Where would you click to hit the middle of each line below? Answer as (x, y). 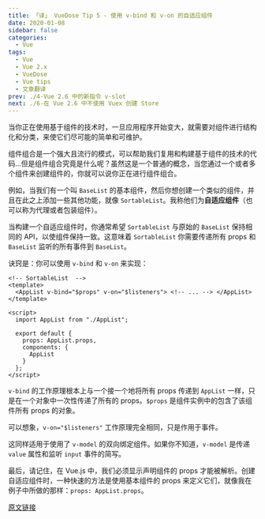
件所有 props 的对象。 (44, 411)
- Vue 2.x (31, 67)
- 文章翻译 (31, 89)
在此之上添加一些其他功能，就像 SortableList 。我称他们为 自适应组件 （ (130, 200)
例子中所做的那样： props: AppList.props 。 (78, 491)
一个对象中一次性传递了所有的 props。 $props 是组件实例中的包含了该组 (137, 401)
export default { (44, 334)
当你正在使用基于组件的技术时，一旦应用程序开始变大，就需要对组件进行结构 (132, 127)
